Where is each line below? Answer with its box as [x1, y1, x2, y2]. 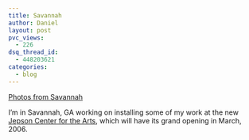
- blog [15, 70, 37, 78]
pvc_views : [8, 33, 45, 42]
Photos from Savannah [8, 92, 84, 101]
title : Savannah [8, 11, 62, 20]
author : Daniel [8, 19, 59, 27]
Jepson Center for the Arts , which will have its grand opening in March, [8, 115, 242, 125]
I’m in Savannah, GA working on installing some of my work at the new [8, 108, 239, 117]
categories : [8, 63, 48, 71]
